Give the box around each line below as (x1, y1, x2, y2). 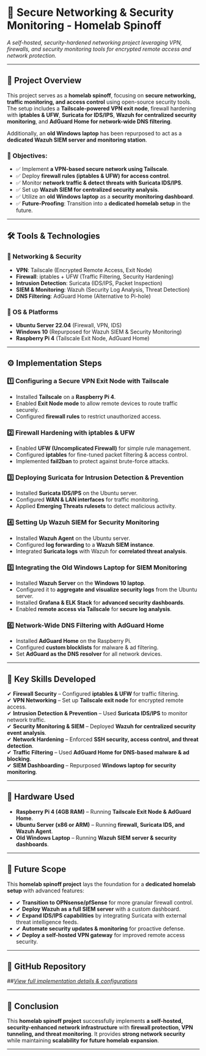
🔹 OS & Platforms (7, 308, 59, 316)
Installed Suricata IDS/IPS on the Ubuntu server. (15, 490, 138, 497)
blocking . (7, 755, 31, 762)
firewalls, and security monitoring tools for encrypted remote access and (7, 45, 191, 53)
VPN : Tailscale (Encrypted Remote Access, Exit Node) (15, 266, 152, 273)
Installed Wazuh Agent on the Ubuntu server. (15, 534, 131, 542)
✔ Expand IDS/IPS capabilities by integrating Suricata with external (15, 911, 187, 919)
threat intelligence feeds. (15, 918, 79, 925)
